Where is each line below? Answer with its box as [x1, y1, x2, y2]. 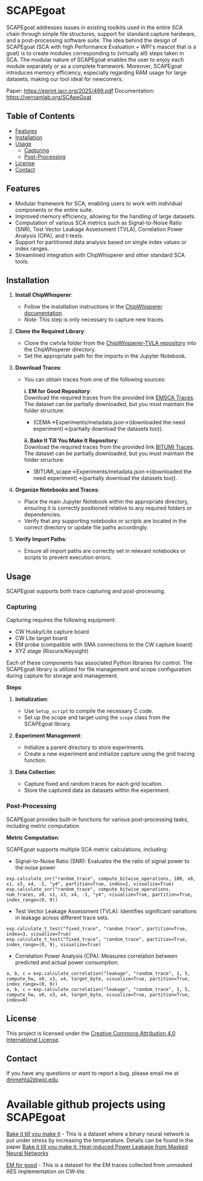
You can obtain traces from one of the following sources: [24, 376, 166, 383]
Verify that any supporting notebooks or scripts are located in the [24, 517, 187, 525]
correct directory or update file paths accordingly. [24, 524, 149, 531]
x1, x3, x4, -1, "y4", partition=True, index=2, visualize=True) [6, 881, 174, 887]
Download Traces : [14, 364, 62, 371]
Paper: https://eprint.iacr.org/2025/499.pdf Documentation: [6, 87, 155, 94]
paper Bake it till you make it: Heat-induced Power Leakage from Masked [6, 1143, 188, 1151]
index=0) [6, 997, 28, 1003]
